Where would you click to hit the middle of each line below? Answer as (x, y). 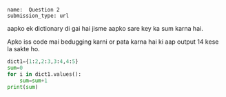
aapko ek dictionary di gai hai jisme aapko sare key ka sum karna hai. (105, 28)
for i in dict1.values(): (44, 74)
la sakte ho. (23, 49)
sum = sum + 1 (34, 81)
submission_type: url (38, 16)
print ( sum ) (23, 87)
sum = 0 (15, 68)
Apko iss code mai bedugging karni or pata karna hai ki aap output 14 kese (113, 42)
